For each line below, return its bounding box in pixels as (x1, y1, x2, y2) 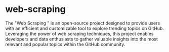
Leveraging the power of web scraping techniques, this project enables (5, 30, 154, 36)
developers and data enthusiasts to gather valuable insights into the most (5, 36, 158, 42)
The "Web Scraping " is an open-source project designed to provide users (5, 20, 160, 26)
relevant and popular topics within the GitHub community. (5, 41, 125, 47)
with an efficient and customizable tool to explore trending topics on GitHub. (5, 25, 164, 31)
